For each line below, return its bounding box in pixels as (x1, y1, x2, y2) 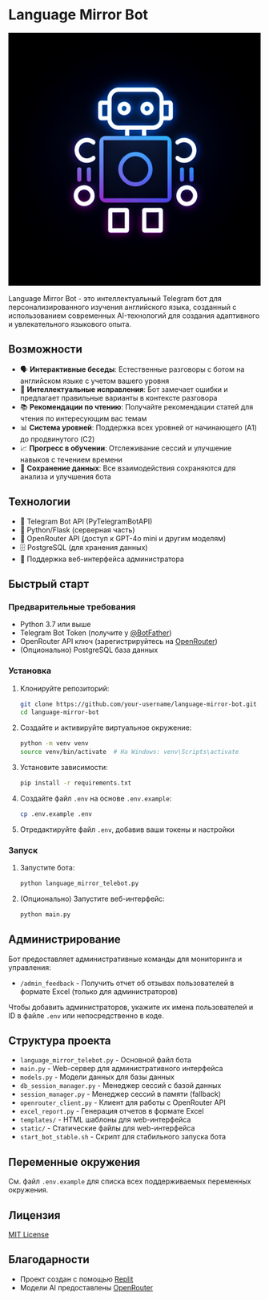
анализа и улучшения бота (19, 471, 112, 481)
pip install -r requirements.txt (19, 779, 132, 788)
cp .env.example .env (19, 809, 92, 818)
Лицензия (8, 1208, 61, 1222)
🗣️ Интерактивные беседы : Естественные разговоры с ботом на (19, 364, 245, 374)
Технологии (8, 495, 70, 509)
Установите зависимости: (19, 763, 108, 772)
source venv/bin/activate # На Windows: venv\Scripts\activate (19, 748, 239, 756)
